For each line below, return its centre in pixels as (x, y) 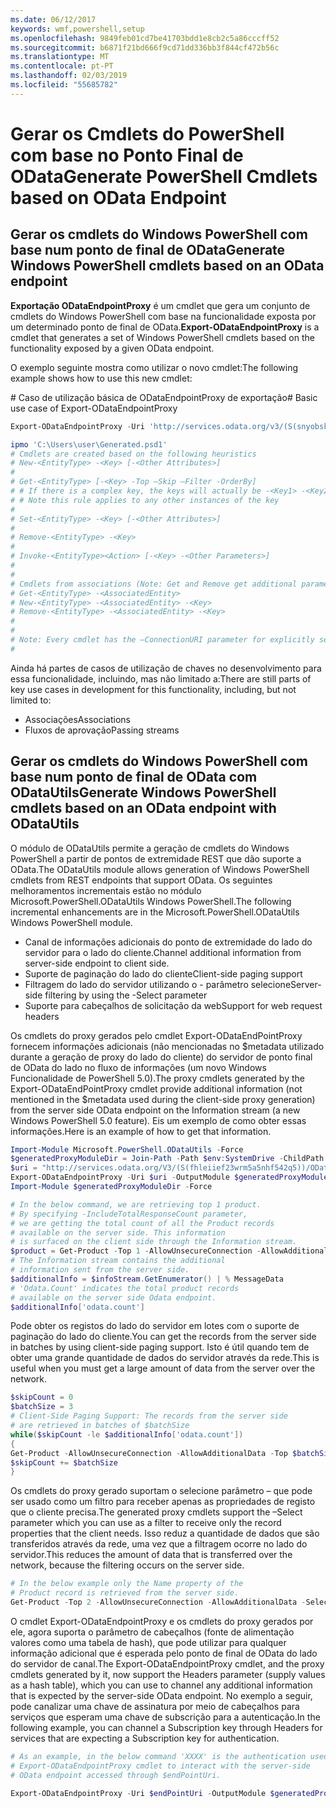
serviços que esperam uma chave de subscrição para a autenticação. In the (165, 1717)
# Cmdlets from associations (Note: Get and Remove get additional (154, 584)
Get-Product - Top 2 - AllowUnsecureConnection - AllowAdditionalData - (158, 1602)
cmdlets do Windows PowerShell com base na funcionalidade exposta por (163, 316)
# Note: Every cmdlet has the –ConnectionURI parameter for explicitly (162, 640)
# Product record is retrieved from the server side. (125, 1593)
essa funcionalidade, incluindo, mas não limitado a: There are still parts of (161, 678)
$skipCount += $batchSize (64, 1462)
